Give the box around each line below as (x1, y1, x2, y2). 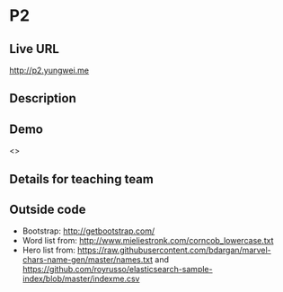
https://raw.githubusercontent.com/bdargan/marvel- (77, 244, 271, 256)
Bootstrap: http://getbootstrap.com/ (22, 226, 155, 236)
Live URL (9, 41, 60, 57)
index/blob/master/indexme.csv (22, 273, 140, 284)
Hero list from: (22, 244, 76, 256)
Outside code (9, 201, 86, 217)
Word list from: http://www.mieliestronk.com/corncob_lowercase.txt (22, 235, 274, 246)
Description (9, 91, 76, 106)
